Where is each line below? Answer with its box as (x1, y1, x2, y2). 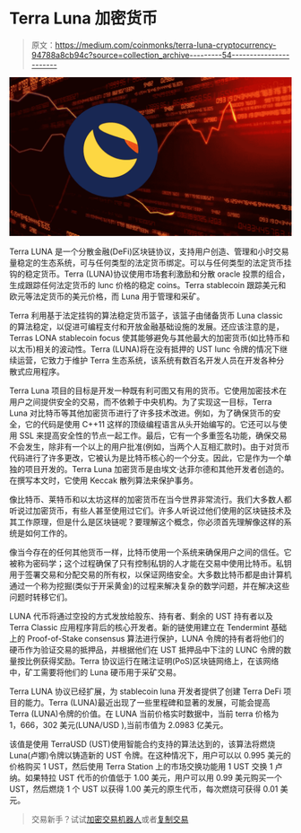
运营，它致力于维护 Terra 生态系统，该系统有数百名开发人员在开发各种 (16, 355, 277, 366)
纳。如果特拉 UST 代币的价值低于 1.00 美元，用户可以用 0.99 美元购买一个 (9, 773, 282, 784)
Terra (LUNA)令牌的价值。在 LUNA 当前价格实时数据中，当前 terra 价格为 (9, 708, 279, 719)
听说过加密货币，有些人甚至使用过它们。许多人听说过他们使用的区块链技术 (9, 505, 284, 516)
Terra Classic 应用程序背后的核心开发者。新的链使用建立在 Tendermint (9, 622, 270, 633)
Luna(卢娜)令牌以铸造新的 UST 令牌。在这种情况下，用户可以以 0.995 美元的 (9, 750, 291, 761)
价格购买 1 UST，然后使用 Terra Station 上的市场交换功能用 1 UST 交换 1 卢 (9, 761, 284, 772)
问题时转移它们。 (9, 592, 73, 602)
